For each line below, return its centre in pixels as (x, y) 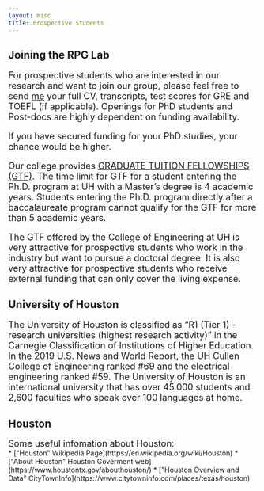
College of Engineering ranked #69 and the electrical (119, 367)
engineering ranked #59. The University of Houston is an (127, 377)
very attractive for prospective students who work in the (126, 247)
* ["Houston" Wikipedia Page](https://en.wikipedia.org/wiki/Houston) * (123, 453)
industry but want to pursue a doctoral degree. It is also (124, 258)
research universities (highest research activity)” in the (123, 335)
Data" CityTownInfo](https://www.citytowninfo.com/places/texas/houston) (129, 478)
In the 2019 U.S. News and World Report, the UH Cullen (124, 356)
